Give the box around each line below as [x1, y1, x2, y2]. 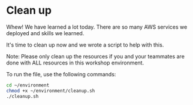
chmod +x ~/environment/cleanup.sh [6, 88, 95, 94]
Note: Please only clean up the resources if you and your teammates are [6, 52, 185, 60]
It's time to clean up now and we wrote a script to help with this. [6, 41, 164, 48]
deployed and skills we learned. [6, 29, 85, 36]
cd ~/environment [6, 82, 50, 88]
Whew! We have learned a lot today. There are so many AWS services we [6, 23, 188, 30]
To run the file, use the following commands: [6, 70, 116, 78]
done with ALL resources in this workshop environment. [6, 59, 144, 66]
